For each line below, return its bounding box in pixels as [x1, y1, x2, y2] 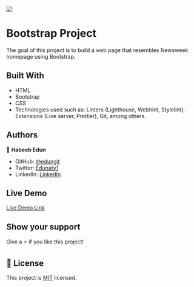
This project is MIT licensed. [6, 274, 77, 281]
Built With [6, 70, 44, 81]
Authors [6, 130, 38, 140]
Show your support [6, 222, 81, 232]
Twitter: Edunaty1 [15, 164, 59, 171]
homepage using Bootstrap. [6, 53, 76, 60]
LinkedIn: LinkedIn [15, 170, 61, 178]
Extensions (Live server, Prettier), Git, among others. [15, 112, 147, 119]
